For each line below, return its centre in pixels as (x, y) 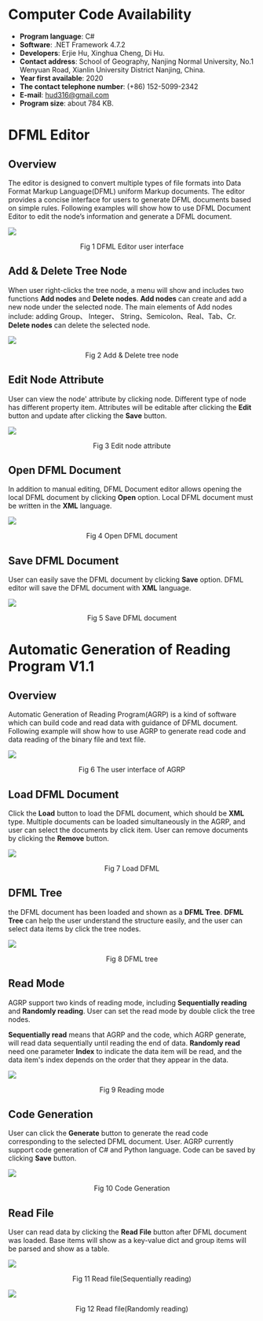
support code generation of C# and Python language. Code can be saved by (132, 1150)
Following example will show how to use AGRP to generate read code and (127, 731)
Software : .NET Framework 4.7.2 (72, 44)
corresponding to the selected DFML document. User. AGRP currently (121, 1142)
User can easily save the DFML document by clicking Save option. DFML (126, 579)
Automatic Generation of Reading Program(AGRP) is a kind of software (122, 715)
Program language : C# (57, 36)
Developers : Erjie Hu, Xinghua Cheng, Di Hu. (92, 53)
